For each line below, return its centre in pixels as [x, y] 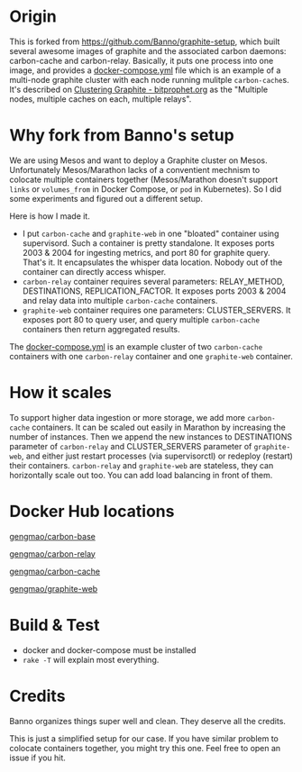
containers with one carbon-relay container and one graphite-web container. [151, 356]
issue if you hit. [37, 758]
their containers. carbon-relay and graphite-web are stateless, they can [142, 465]
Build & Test [55, 625]
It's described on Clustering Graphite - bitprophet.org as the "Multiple [139, 89]
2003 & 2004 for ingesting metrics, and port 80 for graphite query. [146, 252]
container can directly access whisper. [94, 271]
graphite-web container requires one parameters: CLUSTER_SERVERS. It [156, 310]
